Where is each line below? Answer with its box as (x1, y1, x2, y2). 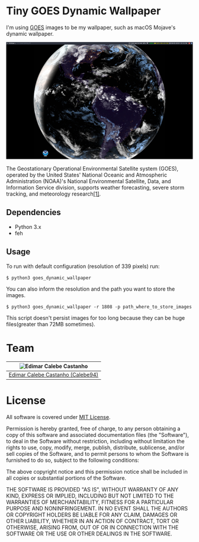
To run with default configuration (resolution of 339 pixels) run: (6, 263, 160, 270)
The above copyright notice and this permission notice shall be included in (6, 468, 188, 475)
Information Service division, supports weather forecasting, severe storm (6, 184, 185, 191)
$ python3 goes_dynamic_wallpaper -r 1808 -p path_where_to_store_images (6, 304, 192, 310)
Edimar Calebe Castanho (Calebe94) (8, 371, 99, 379)
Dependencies (6, 207, 61, 218)
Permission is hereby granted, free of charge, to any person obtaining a (6, 425, 181, 432)
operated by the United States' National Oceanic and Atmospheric (6, 171, 168, 178)
